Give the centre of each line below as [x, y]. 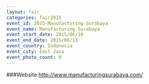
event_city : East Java [35, 52]
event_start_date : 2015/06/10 [45, 35]
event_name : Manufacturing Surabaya [53, 29]
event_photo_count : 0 [34, 57]
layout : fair [23, 12]
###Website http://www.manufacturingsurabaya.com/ [74, 74]
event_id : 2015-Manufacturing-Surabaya [57, 23]
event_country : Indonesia [39, 46]
